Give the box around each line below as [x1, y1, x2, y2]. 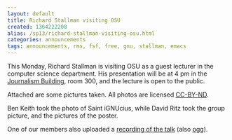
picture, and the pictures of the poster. [7, 111, 118, 120]
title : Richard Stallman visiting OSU [7, 17, 121, 24]
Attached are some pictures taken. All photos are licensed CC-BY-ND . [7, 90, 209, 99]
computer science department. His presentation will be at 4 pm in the [7, 69, 208, 78]
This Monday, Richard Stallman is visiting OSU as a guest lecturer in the [7, 62, 214, 70]
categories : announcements [7, 36, 86, 43]
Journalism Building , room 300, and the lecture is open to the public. [7, 77, 205, 85]
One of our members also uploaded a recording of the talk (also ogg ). [7, 125, 208, 133]
